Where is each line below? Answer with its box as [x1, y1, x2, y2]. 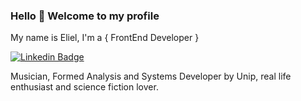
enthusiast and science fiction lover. [10, 81, 159, 93]
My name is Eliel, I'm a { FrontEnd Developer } [10, 32, 200, 44]
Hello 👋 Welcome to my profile [10, 9, 160, 23]
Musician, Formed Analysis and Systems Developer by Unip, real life [10, 70, 292, 83]
